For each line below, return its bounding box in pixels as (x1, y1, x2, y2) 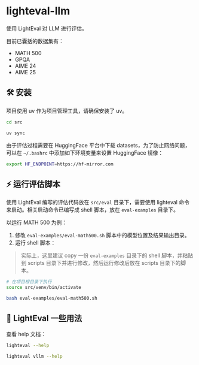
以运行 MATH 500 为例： (6, 219, 68, 226)
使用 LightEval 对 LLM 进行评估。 (6, 25, 88, 32)
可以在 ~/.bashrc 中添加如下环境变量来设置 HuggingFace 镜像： (6, 149, 164, 156)
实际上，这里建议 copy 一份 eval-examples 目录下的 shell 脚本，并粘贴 (20, 252, 193, 259)
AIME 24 (14, 62, 36, 70)
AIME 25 (14, 68, 36, 76)
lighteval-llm (6, 4, 71, 18)
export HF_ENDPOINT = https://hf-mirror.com (6, 161, 114, 167)
